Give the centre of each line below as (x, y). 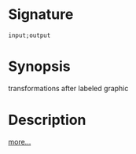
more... (20, 141)
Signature (41, 15)
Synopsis (39, 66)
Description (47, 120)
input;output (29, 35)
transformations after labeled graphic (68, 88)
